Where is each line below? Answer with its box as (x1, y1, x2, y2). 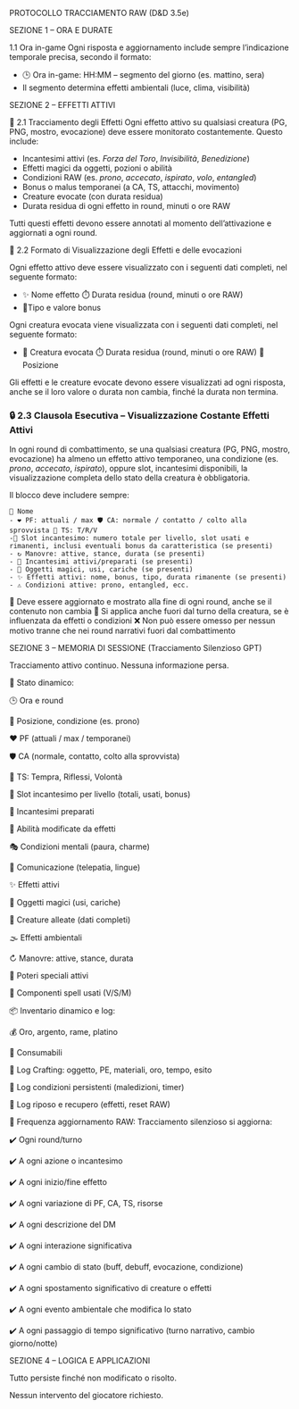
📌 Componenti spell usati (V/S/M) (9, 988, 132, 998)
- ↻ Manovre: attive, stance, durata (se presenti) (9, 549, 205, 559)
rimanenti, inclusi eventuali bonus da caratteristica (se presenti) (9, 542, 274, 551)
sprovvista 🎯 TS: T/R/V (9, 526, 98, 535)
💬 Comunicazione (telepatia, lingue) (9, 862, 141, 873)
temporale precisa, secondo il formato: (9, 52, 152, 62)
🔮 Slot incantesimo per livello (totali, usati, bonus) (9, 789, 191, 800)
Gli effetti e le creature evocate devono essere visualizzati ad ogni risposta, (9, 377, 286, 388)
